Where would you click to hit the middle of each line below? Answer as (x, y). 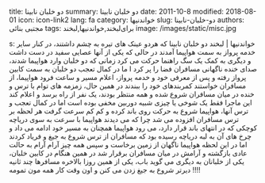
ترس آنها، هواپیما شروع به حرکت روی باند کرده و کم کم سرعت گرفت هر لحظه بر (129, 111)
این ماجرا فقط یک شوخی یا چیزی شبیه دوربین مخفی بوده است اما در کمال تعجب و (131, 103)
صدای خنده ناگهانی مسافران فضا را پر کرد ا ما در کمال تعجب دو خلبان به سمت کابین (133, 69)
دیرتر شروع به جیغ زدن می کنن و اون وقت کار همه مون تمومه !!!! (105, 170)
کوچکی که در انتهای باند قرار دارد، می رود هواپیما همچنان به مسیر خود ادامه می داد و (133, 128)
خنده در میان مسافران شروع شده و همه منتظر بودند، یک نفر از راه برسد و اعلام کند (132, 94)
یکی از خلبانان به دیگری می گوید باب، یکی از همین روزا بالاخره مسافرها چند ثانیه (127, 161)
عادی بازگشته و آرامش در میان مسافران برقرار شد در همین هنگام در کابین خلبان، (129, 153)
